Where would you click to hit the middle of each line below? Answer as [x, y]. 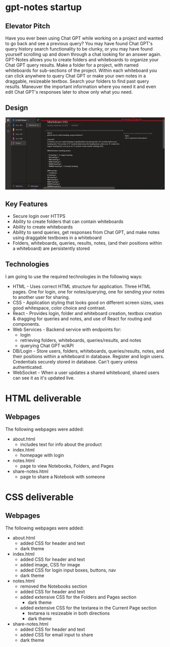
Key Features [27, 204]
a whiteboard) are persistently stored [51, 248]
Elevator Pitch [28, 26]
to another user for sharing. [41, 297]
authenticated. [28, 367]
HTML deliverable [43, 398]
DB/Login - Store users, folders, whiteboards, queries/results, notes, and [88, 351]
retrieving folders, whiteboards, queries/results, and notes [81, 340]
